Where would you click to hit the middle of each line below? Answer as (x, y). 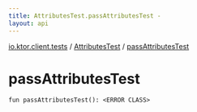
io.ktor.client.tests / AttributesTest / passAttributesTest (99, 46)
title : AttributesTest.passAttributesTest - (85, 16)
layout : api (28, 23)
